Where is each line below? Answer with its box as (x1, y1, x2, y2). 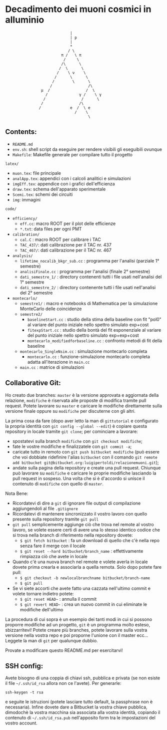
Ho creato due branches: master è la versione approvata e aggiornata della (5, 392, 159, 398)
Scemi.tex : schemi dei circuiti (12, 191, 73, 197)
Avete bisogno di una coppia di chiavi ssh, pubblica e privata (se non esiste (5, 675, 160, 681)
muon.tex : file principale (12, 170, 61, 176)
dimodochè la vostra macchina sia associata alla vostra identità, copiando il (5, 709, 160, 715)
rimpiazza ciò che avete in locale (19, 553, 87, 559)
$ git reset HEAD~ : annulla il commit (19, 596, 97, 602)
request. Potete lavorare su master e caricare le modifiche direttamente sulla (5, 402, 162, 409)
